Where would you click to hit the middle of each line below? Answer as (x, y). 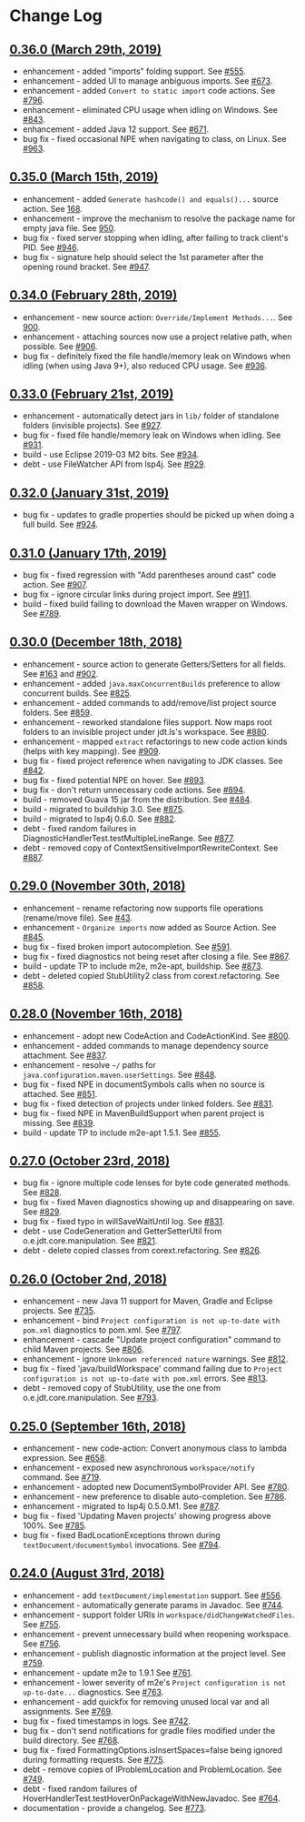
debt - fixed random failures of (80, 1788)
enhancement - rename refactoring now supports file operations (143, 908)
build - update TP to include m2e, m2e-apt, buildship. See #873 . (143, 966)
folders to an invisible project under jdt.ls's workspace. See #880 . (146, 731)
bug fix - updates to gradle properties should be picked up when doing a (158, 515)
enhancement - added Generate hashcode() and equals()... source (150, 199)
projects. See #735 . (59, 1311)
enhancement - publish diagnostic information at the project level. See (154, 1653)
